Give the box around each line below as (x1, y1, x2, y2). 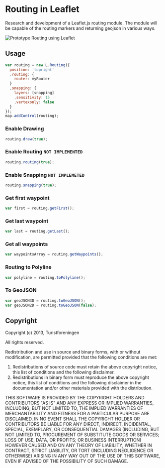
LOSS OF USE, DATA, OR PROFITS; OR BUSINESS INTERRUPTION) (5, 437, 142, 443)
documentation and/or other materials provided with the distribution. (12, 385, 153, 391)
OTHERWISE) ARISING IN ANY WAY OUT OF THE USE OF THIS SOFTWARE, (5, 453, 161, 459)
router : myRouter (14, 76, 50, 82)
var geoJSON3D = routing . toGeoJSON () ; (5, 298, 85, 303)
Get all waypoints (5, 240, 48, 247)
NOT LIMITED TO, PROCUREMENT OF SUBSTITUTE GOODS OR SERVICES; (5, 432, 160, 438)
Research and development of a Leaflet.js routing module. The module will (5, 20, 158, 26)
